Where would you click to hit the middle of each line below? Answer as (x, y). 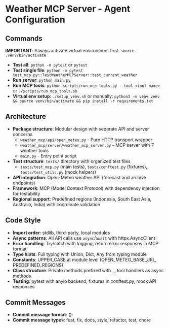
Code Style (23, 221)
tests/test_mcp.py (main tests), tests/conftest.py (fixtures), (84, 167)
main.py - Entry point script (48, 156)
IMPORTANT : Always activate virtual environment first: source (70, 51)
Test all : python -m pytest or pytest (50, 65)
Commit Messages (35, 303)
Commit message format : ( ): (43, 315)
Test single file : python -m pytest (48, 70)
